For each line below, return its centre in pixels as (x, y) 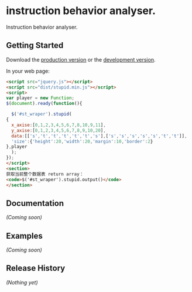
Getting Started (35, 45)
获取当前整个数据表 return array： (45, 174)
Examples (24, 236)
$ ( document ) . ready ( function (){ (44, 104)
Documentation (35, 203)
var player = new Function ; (40, 98)
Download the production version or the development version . (81, 59)
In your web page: (28, 71)
